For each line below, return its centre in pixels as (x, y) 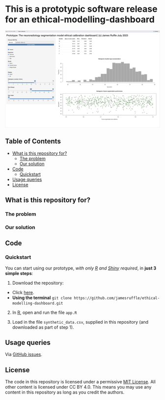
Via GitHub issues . (24, 354)
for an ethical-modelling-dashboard (80, 19)
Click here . (23, 292)
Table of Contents (33, 141)
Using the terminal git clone (42, 298)
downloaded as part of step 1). (43, 327)
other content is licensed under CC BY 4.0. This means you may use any (78, 387)
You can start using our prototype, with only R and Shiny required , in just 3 (81, 268)
